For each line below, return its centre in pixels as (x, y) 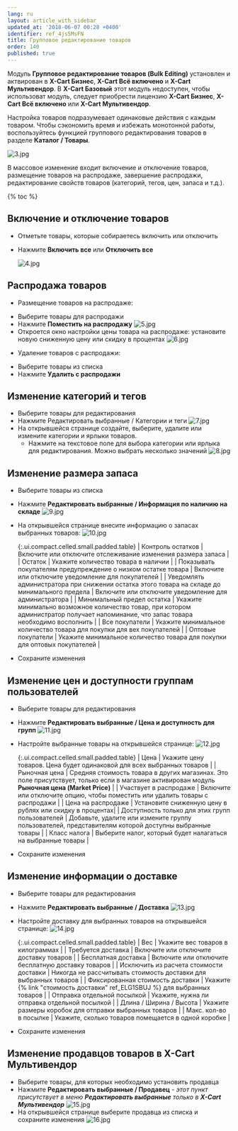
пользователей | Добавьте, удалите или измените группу (104, 818)
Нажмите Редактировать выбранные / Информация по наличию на (123, 504)
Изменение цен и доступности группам (101, 680)
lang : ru (20, 14)
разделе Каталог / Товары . (49, 140)
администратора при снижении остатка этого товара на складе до (119, 584)
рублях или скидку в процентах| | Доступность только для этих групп (124, 810)
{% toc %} (23, 196)
